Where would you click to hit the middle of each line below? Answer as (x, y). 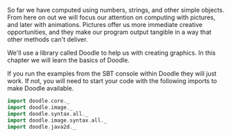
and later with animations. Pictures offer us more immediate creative (105, 25)
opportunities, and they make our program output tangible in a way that (110, 32)
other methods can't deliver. (48, 39)
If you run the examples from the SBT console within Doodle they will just (112, 73)
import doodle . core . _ (39, 101)
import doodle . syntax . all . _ (48, 113)
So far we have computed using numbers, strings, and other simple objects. (116, 10)
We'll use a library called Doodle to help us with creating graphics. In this (111, 53)
